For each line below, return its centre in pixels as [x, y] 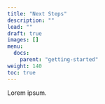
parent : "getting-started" [59, 60]
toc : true [22, 72]
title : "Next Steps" [37, 14]
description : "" [31, 20]
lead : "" [20, 27]
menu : [15, 46]
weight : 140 [24, 66]
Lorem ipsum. [27, 93]
